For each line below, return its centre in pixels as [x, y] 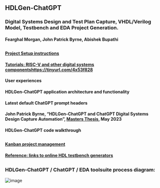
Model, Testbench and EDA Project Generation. [62, 28]
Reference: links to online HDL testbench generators [59, 155]
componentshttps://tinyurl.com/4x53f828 [49, 69]
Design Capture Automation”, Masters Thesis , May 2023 [63, 119]
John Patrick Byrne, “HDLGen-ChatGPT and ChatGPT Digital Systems [77, 114]
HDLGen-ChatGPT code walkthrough [43, 130]
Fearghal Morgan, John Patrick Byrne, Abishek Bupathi [62, 39]
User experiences [23, 81]
